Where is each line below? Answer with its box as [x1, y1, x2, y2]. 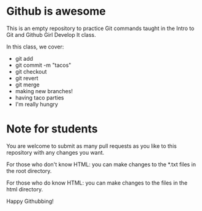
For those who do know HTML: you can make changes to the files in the [6, 179, 188, 186]
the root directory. [6, 167, 52, 174]
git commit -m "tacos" [15, 61, 72, 69]
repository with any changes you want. [6, 148, 105, 156]
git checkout [15, 67, 47, 75]
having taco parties [15, 94, 64, 101]
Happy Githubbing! [6, 198, 54, 205]
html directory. [6, 185, 43, 193]
